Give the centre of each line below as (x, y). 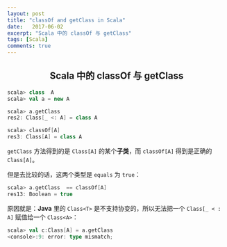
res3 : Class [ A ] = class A (44, 137)
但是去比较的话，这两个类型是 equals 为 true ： (74, 175)
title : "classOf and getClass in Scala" (67, 20)
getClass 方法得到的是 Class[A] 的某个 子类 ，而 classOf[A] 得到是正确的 (110, 151)
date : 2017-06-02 (35, 26)
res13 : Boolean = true (40, 194)
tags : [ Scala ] (28, 40)
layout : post (26, 14)
